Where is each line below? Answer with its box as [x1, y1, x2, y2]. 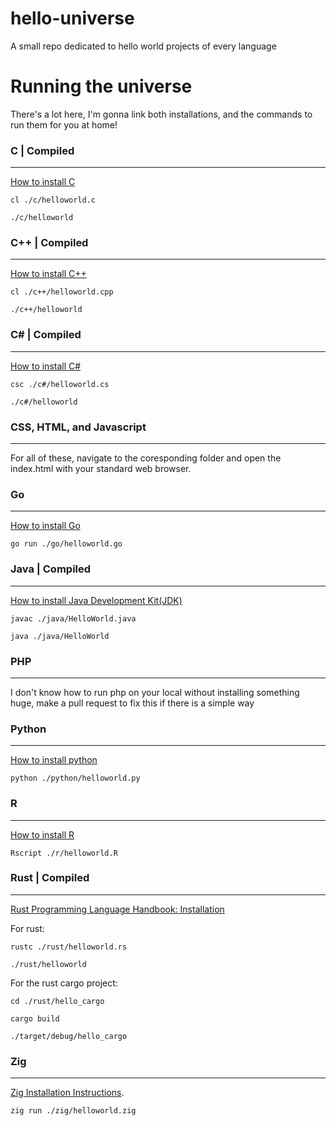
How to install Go [10, 520, 81, 532]
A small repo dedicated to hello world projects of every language [10, 40, 277, 52]
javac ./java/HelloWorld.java [10, 613, 137, 624]
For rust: [10, 922, 45, 934]
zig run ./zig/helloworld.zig [10, 1106, 137, 1116]
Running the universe [10, 75, 193, 98]
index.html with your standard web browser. [10, 463, 192, 475]
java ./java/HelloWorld [10, 631, 110, 641]
